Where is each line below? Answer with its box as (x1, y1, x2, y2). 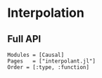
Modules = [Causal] (7, 51, 65, 58)
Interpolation (7, 5, 84, 21)
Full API (7, 33, 42, 45)
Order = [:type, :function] (7, 64, 90, 71)
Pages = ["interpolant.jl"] (7, 58, 96, 65)
